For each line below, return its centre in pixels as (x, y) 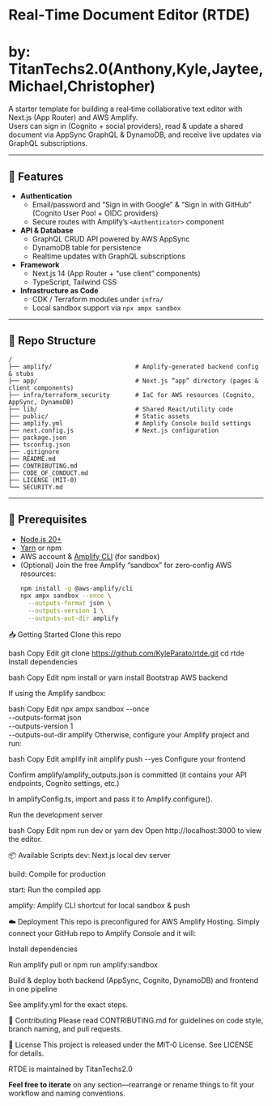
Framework (40, 264)
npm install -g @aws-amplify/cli (76, 588)
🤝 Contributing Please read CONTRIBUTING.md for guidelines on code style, (136, 1020)
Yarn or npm (41, 548)
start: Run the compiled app (55, 890)
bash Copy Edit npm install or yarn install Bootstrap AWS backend (118, 677)
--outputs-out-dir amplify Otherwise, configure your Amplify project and (129, 734)
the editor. (25, 839)
